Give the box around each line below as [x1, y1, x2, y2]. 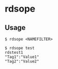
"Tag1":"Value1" [5, 54, 39, 59]
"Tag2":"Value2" [5, 59, 39, 64]
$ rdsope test [5, 46, 35, 51]
